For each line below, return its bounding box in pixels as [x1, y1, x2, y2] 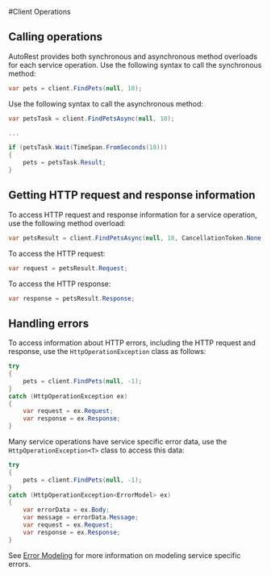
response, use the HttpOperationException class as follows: [8, 347, 206, 356]
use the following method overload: [8, 218, 127, 228]
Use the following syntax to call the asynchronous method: [8, 98, 204, 108]
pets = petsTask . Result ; [23, 159, 106, 167]
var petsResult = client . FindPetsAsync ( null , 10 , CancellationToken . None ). [8, 234, 269, 242]
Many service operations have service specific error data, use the [8, 437, 227, 447]
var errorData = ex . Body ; [23, 506, 110, 515]
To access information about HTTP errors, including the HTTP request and [8, 338, 256, 348]
